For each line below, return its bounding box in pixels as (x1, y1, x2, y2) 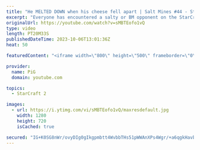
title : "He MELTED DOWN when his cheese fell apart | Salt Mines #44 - (6, 8, 187, 15)
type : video (6, 25, 36, 32)
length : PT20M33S (6, 31, 49, 37)
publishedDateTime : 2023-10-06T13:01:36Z (6, 36, 111, 42)
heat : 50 (6, 42, 28, 48)
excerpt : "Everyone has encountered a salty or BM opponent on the (6, 14, 177, 20)
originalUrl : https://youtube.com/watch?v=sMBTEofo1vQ (6, 20, 145, 26)
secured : (6, 135, 28, 140)
